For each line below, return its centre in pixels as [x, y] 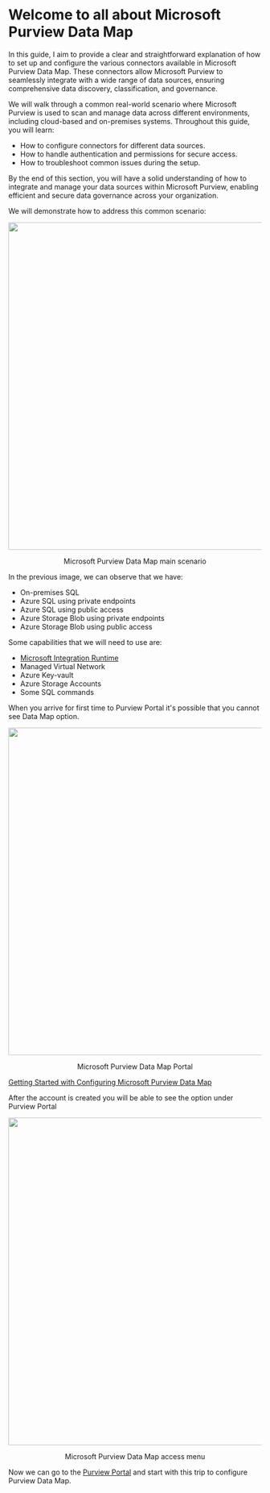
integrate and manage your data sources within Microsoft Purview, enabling [133, 186]
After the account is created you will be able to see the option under [121, 1097]
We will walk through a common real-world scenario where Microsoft [123, 104]
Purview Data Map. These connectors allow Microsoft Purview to [116, 71]
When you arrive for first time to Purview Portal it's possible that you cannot [134, 708]
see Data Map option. [44, 716]
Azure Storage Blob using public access [86, 626]
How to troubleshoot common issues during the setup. [110, 162]
